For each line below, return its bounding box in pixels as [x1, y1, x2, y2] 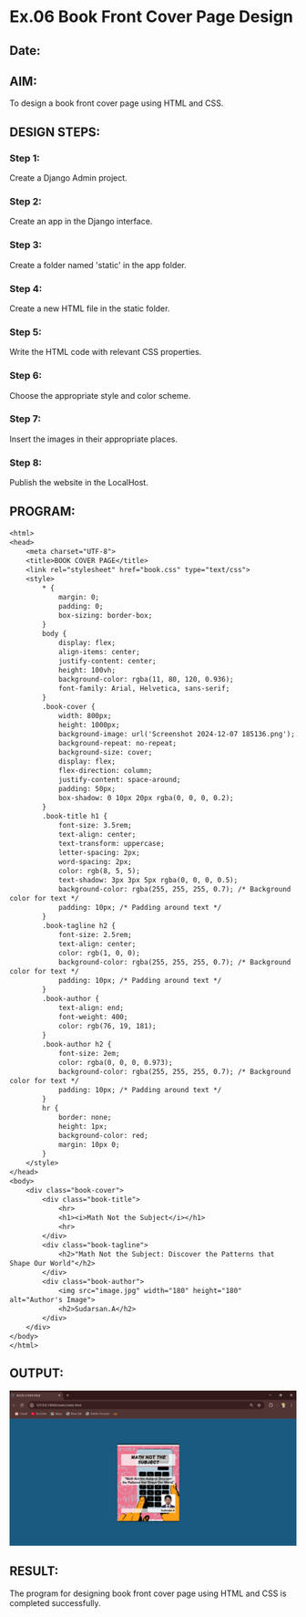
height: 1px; [57, 1121, 107, 1131]
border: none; [57, 1112, 112, 1121]
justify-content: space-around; [57, 775, 181, 784]
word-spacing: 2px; [57, 857, 132, 866]
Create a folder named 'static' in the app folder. [9, 259, 187, 270]
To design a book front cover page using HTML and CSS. [9, 98, 224, 109]
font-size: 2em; [57, 1048, 120, 1058]
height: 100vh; [57, 665, 117, 674]
